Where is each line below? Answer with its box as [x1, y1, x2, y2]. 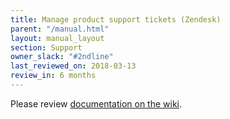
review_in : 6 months [10, 71, 97, 81]
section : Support [10, 42, 83, 53]
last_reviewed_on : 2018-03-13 [10, 61, 137, 71]
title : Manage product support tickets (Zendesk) [10, 14, 222, 25]
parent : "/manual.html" [10, 24, 110, 34]
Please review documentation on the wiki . [10, 97, 183, 110]
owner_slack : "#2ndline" [10, 52, 114, 62]
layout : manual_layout [10, 33, 105, 43]
